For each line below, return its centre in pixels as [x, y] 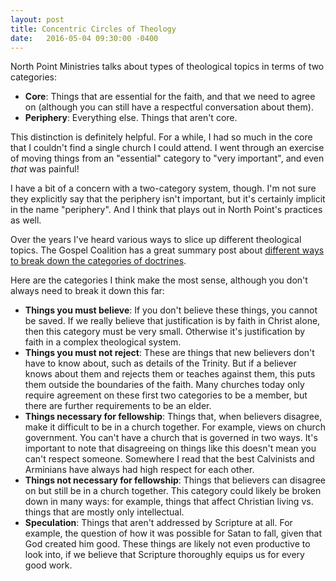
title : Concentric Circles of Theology [93, 29]
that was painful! [45, 169]
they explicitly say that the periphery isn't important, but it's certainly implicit [168, 199]
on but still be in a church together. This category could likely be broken [173, 491]
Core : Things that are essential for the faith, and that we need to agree [170, 97]
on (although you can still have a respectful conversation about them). [169, 107]
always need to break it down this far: [87, 291]
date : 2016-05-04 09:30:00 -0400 [84, 38]
